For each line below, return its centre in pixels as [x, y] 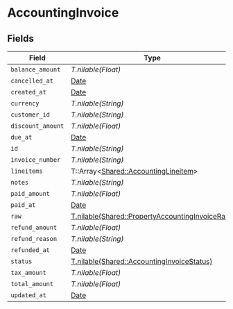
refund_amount [34, 227]
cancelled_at [32, 81]
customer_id [31, 115]
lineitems [27, 171]
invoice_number [36, 160]
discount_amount [37, 126]
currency [25, 103]
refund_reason [34, 239]
